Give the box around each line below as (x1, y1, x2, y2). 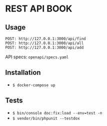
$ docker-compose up (12, 82, 55, 88)
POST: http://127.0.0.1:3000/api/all (5, 41, 84, 46)
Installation (5, 68, 41, 77)
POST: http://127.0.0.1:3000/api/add (5, 45, 84, 50)
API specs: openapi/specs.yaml (5, 54, 69, 60)
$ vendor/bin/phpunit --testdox (12, 116, 80, 121)
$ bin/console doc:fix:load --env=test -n (12, 110, 102, 115)
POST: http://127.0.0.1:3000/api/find (5, 36, 86, 41)
